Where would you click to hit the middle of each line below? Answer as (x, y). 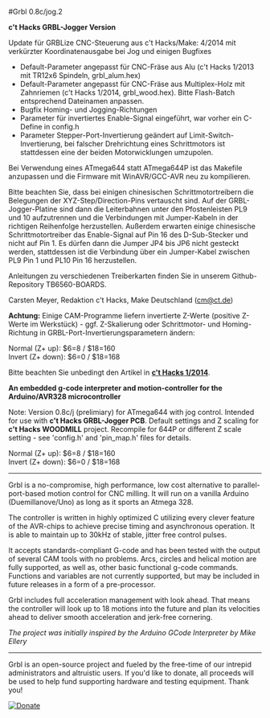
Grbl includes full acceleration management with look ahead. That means (129, 600)
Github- (244, 276)
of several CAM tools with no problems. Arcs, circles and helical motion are (133, 559)
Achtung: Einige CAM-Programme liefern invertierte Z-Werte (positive (124, 316)
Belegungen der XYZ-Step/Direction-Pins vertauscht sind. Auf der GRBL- (129, 201)
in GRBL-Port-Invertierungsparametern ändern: (117, 332)
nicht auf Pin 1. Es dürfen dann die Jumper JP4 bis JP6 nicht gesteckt (124, 243)
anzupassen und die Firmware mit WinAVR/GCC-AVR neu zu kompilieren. (130, 176)
